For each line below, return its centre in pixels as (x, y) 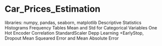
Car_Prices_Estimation (52, 9)
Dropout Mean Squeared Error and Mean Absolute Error (62, 38)
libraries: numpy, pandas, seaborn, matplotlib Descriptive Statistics (73, 23)
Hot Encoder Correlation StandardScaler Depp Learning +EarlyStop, (74, 33)
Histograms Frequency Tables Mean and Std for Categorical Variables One (81, 27)
